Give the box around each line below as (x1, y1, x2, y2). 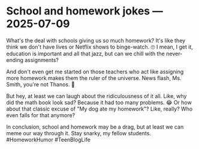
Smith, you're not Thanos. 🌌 (6, 81, 75, 88)
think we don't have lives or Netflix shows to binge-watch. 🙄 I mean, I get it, (6, 43, 194, 50)
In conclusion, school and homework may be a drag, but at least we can (6, 123, 184, 130)
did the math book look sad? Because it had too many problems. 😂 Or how (6, 99, 192, 106)
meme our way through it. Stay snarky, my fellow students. (6, 129, 152, 136)
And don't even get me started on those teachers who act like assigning (6, 68, 184, 75)
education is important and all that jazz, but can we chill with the (6, 50, 165, 57)
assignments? (25, 56, 59, 64)
